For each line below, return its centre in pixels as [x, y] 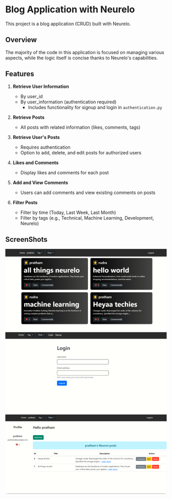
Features [20, 74]
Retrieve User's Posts [36, 137]
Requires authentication [45, 147]
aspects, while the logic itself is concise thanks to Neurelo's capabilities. [82, 58]
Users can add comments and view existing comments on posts [88, 192]
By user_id [31, 96]
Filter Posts [25, 202]
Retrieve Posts [28, 117]
